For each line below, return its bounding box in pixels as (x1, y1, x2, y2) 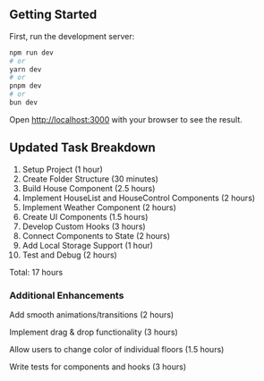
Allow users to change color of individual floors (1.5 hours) (9, 344, 225, 355)
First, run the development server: (9, 30, 135, 41)
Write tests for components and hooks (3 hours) (9, 361, 187, 372)
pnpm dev (9, 81, 42, 90)
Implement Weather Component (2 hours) (21, 201, 177, 213)
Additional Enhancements (9, 289, 124, 301)
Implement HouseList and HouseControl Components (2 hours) (21, 192, 256, 203)
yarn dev (9, 64, 42, 74)
